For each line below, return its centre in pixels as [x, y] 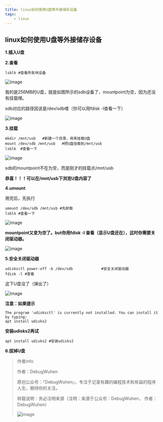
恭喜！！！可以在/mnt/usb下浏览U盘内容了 [48, 178]
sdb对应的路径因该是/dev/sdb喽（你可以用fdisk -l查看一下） [65, 108]
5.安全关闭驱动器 [22, 259]
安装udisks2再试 [22, 331]
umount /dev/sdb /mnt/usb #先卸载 [39, 209]
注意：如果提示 [20, 304]
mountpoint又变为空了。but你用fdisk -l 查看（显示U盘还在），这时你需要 [78, 233]
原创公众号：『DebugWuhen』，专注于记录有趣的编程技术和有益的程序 [86, 382]
